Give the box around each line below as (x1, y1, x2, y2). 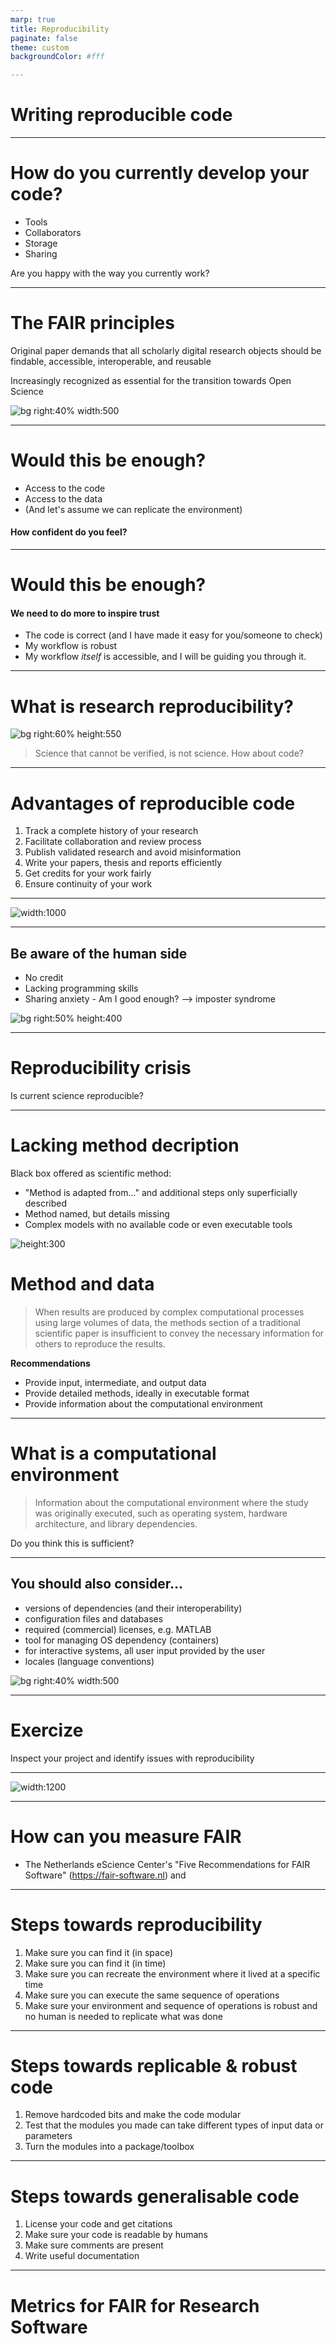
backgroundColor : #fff (10, 52, 105, 62)
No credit (24, 972, 64, 984)
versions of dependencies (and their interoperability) (24, 1602, 243, 1614)
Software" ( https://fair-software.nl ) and (24, 1869, 187, 1881)
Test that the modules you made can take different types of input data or (24, 2119, 324, 2131)
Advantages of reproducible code (10, 792, 296, 815)
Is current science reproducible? (10, 1090, 144, 1102)
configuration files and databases (24, 1612, 164, 1625)
